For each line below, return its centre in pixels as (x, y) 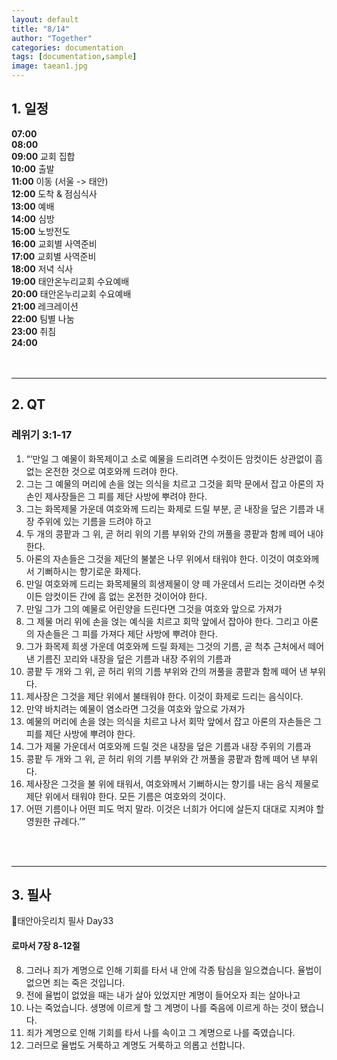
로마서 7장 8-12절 (46, 945)
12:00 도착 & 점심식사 (54, 193)
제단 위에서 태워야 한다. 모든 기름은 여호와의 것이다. (125, 796)
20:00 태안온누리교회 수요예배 (71, 293)
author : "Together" (52, 38)
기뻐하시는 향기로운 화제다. (89, 571)
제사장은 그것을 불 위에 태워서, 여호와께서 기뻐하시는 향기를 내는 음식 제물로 (172, 783)
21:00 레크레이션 (45, 306)
